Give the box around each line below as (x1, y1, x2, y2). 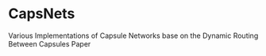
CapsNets (8, 5, 75, 23)
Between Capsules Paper (8, 39, 91, 48)
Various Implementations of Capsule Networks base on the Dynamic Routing (8, 31, 259, 40)
